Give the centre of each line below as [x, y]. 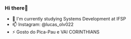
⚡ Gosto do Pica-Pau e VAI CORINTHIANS [56, 32]
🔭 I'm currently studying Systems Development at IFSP [69, 19]
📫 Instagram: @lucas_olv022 [43, 24]
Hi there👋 [16, 8]
